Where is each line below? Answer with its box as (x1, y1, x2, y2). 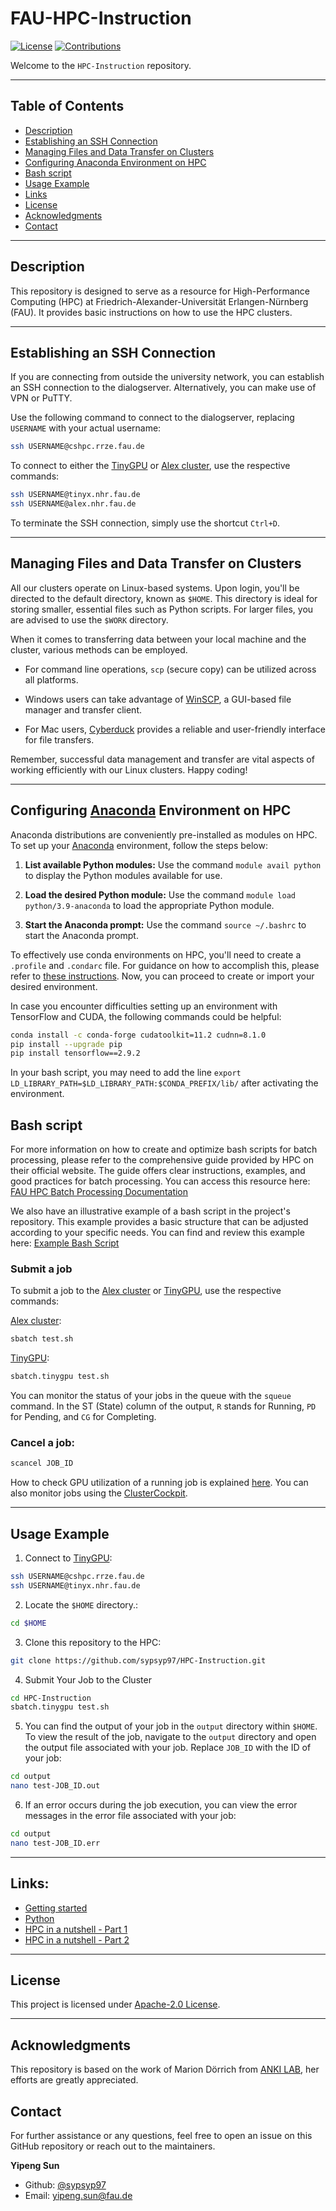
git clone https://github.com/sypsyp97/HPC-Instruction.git (10, 1655, 267, 1666)
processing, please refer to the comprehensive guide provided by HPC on (10, 1154, 314, 1166)
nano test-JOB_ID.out (10, 1781, 101, 1791)
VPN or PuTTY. (10, 392, 73, 404)
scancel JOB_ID (10, 1458, 74, 1469)
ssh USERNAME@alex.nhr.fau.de (10, 499, 137, 509)
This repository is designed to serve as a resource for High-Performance (10, 285, 310, 297)
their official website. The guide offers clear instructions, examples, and (10, 1165, 306, 1177)
